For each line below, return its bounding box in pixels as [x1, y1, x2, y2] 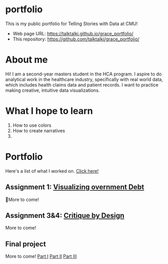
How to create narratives [12, 127, 66, 134]
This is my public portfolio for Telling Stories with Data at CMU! [5, 21, 138, 27]
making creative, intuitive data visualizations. [5, 87, 100, 93]
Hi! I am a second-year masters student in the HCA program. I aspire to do [5, 71, 162, 77]
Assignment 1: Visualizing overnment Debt [5, 183, 144, 192]
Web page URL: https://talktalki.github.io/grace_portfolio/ [12, 30, 134, 36]
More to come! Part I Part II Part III [5, 253, 77, 259]
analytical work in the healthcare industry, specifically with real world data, [5, 76, 163, 83]
